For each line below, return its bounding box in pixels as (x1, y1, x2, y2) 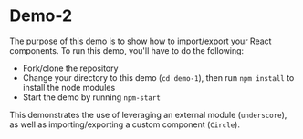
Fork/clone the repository (22, 63, 119, 74)
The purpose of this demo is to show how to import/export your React (9, 35, 272, 46)
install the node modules (22, 82, 116, 93)
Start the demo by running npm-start (22, 92, 162, 103)
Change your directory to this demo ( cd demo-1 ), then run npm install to (22, 72, 295, 83)
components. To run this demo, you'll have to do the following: (9, 45, 245, 55)
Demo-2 (9, 5, 73, 26)
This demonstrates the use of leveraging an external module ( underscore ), (9, 109, 287, 120)
